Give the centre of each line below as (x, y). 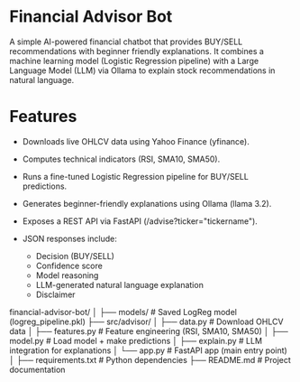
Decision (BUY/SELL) (75, 256)
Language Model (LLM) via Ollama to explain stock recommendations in (142, 70)
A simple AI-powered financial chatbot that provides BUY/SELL (126, 42)
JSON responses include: (69, 238)
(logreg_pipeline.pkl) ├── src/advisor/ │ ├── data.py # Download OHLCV (146, 321)
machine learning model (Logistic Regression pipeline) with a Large (134, 61)
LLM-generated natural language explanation (120, 284)
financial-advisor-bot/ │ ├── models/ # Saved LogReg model (123, 312)
